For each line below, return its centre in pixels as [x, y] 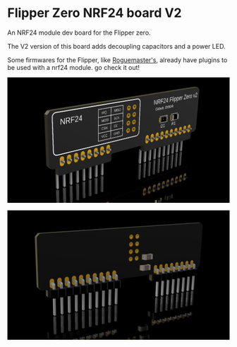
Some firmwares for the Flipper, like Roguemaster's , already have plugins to [117, 60]
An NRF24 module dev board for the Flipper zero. [79, 33]
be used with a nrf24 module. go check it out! [73, 67]
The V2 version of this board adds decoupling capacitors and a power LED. [116, 46]
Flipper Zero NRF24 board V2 [95, 13]
